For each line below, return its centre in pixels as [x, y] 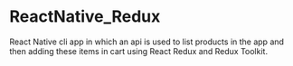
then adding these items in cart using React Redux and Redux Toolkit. [139, 51]
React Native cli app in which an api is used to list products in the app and [147, 42]
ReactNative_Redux [85, 17]
